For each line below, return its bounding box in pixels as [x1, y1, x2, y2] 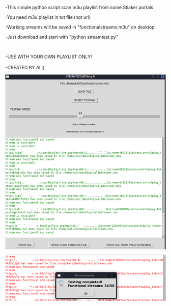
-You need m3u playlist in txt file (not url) [5, 14, 91, 20]
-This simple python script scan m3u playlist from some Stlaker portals [5, 5, 154, 10]
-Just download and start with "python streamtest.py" [5, 34, 118, 40]
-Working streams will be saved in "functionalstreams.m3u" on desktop [5, 24, 155, 30]
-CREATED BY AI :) [5, 65, 45, 70]
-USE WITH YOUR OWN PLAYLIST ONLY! [5, 53, 92, 60]
